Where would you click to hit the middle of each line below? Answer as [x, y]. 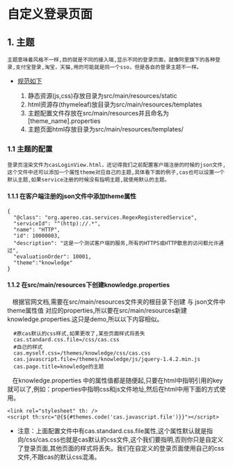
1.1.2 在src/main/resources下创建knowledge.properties [89, 285]
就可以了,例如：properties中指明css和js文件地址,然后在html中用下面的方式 [113, 389]
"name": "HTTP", [37, 229]
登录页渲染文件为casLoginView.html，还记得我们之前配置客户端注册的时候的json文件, [116, 165]
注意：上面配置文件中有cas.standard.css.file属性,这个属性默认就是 [112, 430]
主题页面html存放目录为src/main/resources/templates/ [106, 129]
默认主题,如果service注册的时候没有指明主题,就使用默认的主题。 [89, 180]
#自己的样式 [28, 347]
